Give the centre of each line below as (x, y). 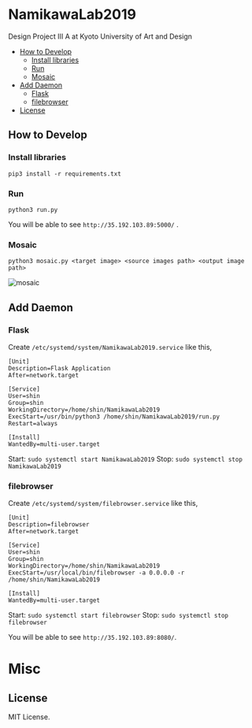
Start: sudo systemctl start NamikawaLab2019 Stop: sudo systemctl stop (125, 459)
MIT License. (29, 717)
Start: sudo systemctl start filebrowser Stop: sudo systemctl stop (118, 615)
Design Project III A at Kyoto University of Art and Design (100, 36)
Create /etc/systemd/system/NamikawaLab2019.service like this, (110, 347)
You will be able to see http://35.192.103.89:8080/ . (93, 637)
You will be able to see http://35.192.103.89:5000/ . (93, 224)
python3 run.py (33, 210)
